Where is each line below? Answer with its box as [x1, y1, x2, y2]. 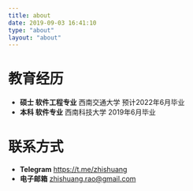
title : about [8, 11, 51, 20]
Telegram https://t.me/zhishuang [19, 165, 128, 174]
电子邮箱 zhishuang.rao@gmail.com [19, 174, 136, 184]
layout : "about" [8, 33, 61, 42]
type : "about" [8, 26, 55, 34]
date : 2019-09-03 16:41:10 [8, 19, 97, 27]
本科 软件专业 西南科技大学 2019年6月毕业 [19, 107, 156, 117]
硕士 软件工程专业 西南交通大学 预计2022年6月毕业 [19, 98, 185, 107]
